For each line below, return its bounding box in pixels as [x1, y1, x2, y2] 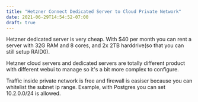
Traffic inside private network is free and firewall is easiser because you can [6, 77, 193, 84]
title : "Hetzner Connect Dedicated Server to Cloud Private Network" [6, 8, 182, 15]
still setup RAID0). [6, 48, 50, 55]
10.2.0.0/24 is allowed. [6, 90, 61, 97]
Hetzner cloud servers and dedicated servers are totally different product [6, 60, 186, 67]
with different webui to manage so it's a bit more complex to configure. [6, 66, 179, 73]
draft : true [6, 19, 36, 25]
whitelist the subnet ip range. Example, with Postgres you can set [6, 84, 166, 91]
